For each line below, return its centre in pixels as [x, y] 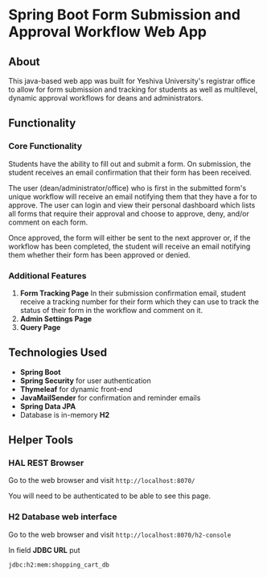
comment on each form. [48, 222]
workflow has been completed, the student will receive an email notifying [129, 246]
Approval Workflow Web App [108, 32]
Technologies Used [58, 353]
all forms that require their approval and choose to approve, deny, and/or [129, 213]
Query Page [40, 327]
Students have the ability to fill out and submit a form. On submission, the [130, 163]
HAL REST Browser [46, 463]
